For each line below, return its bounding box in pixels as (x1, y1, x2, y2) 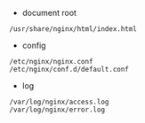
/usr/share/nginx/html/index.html (9, 25, 138, 34)
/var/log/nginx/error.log (9, 105, 105, 114)
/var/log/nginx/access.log (9, 97, 109, 106)
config (21, 40, 46, 50)
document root (21, 8, 77, 18)
